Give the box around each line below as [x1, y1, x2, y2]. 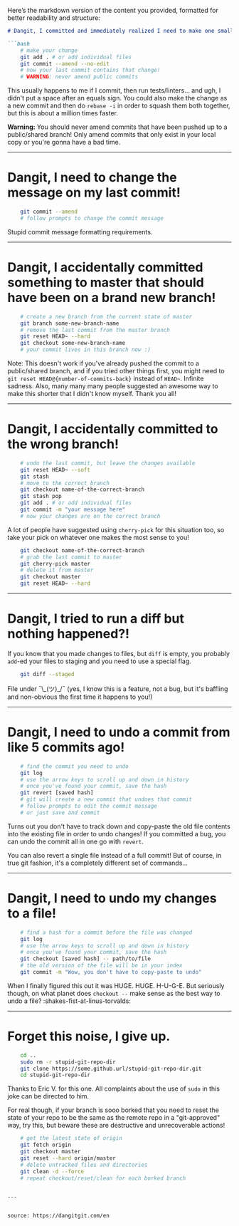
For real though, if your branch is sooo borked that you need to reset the [7, 1106, 219, 1114]
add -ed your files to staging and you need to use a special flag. [7, 657, 192, 665]
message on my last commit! [7, 185, 181, 201]
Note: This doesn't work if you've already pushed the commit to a [7, 359, 199, 368]
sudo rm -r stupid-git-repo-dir [20, 1058, 116, 1066]
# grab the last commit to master [20, 554, 122, 561]
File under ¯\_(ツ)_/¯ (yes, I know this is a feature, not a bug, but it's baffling [7, 684, 228, 693]
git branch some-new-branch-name [20, 320, 119, 327]
